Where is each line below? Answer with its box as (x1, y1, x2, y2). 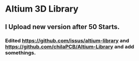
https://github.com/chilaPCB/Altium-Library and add (5, 43, 134, 50)
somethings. (5, 49, 36, 56)
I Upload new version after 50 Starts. (5, 23, 120, 31)
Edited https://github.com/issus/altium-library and (5, 37, 129, 44)
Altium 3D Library (5, 3, 79, 15)
